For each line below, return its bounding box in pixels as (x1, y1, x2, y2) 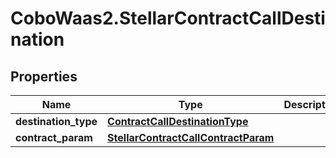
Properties (10, 68, 78, 85)
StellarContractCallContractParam (107, 131, 275, 144)
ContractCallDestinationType (107, 115, 249, 128)
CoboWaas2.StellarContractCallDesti (10, 7, 326, 30)
